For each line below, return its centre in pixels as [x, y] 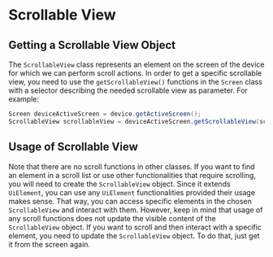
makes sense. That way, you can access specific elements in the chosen [130, 201]
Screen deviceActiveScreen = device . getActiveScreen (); [105, 114]
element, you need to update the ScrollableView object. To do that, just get [134, 235]
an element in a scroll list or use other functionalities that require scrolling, [132, 175]
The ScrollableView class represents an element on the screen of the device [136, 64]
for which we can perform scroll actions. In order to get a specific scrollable [135, 73]
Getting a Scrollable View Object [92, 45]
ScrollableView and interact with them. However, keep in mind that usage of [136, 210]
